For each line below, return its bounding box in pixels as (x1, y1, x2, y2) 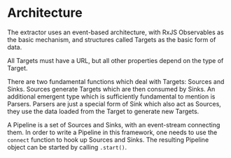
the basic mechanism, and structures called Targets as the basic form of (7, 35, 216, 43)
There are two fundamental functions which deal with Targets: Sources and (7, 77, 225, 85)
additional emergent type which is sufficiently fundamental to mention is (7, 92, 216, 101)
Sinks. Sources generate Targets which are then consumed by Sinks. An (7, 85, 216, 93)
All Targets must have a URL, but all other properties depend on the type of (7, 56, 224, 64)
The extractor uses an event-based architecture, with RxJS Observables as (7, 28, 224, 36)
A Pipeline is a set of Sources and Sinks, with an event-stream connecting (7, 120, 220, 129)
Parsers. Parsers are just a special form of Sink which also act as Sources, (7, 99, 222, 108)
